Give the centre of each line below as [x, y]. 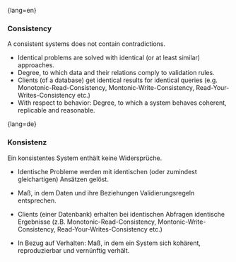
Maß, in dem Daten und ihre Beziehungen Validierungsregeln [106, 193]
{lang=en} [22, 10]
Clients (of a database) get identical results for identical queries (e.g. [117, 80]
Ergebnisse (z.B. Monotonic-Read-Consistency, [87, 222]
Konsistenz [27, 142]
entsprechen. [37, 200]
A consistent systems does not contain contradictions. [87, 44]
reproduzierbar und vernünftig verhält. [73, 250]
